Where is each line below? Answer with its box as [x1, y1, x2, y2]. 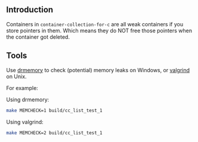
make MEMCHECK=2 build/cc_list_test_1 [6, 129, 103, 136]
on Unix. [6, 73, 27, 80]
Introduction [6, 5, 54, 15]
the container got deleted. [6, 33, 70, 41]
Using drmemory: [6, 95, 49, 103]
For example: [6, 84, 39, 91]
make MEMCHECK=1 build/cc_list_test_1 [6, 107, 103, 113]
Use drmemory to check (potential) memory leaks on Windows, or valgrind [6, 66, 190, 73]
